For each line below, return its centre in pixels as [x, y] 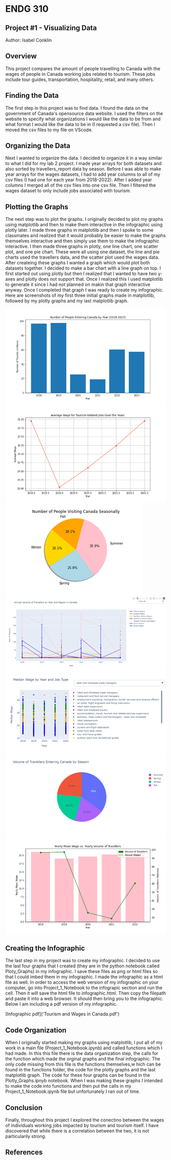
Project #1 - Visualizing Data [51, 28]
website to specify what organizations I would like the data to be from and [83, 119]
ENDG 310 [27, 9]
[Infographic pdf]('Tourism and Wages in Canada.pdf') [63, 1014]
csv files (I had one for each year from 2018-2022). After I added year [79, 180]
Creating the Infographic [45, 948]
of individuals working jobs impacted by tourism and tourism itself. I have [82, 1126]
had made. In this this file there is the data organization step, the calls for [82, 1053]
